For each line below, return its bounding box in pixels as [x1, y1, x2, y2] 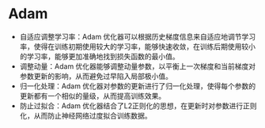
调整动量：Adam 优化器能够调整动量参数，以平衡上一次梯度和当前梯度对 [19, 61, 256, 71]
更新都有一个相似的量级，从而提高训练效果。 [19, 91, 166, 100]
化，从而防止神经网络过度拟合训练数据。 [19, 111, 152, 120]
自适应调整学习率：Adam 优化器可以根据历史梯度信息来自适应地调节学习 [19, 32, 256, 41]
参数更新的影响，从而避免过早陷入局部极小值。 [19, 71, 172, 81]
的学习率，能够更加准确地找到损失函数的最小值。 [19, 51, 180, 61]
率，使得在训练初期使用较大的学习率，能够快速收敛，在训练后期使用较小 [19, 41, 256, 51]
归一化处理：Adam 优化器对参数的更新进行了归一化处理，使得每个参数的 [19, 81, 256, 91]
